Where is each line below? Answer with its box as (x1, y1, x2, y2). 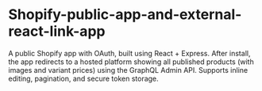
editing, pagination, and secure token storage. (8, 74, 159, 83)
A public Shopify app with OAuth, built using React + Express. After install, (8, 48, 251, 58)
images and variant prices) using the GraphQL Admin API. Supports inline (8, 65, 249, 74)
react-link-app (8, 22, 106, 40)
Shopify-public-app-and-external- (8, 6, 242, 24)
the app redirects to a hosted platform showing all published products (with (8, 57, 254, 66)
